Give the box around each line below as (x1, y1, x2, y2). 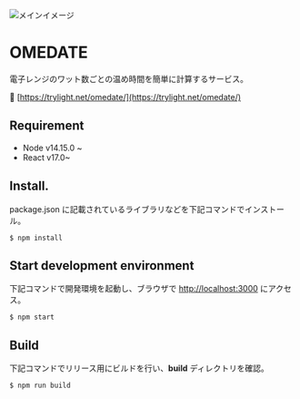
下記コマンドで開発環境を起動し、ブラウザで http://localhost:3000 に (9, 283, 268, 294)
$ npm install (9, 233, 64, 242)
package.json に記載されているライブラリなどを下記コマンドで (9, 203, 245, 214)
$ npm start (9, 312, 55, 322)
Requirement (9, 118, 85, 134)
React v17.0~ (22, 151, 71, 163)
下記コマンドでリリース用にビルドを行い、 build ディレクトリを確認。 (9, 363, 270, 373)
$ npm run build (9, 381, 71, 391)
